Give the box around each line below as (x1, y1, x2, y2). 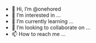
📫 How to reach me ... (11, 31, 66, 37)
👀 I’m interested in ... (11, 12, 61, 19)
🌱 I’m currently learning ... (11, 18, 74, 24)
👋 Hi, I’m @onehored (11, 6, 61, 12)
